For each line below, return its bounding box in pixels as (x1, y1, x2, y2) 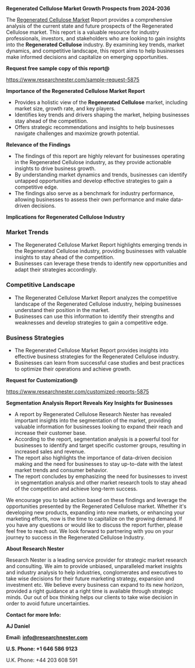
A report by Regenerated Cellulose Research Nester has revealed (14, 410, 172, 417)
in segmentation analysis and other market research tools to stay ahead (14, 479, 187, 486)
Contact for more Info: (6, 611, 61, 618)
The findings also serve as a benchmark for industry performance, (14, 190, 175, 196)
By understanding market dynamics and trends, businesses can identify (14, 171, 188, 178)
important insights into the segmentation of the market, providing (14, 417, 171, 424)
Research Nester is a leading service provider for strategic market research (6, 556, 187, 563)
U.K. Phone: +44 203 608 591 (6, 656, 78, 663)
